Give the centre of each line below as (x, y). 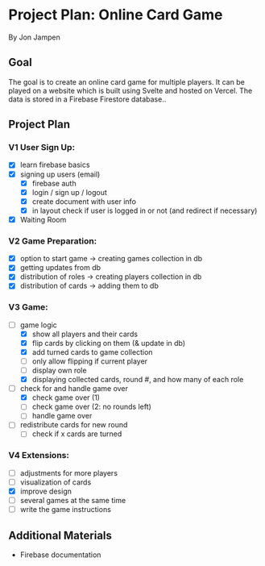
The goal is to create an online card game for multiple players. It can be (127, 81)
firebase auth (54, 183)
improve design (46, 491)
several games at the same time (73, 501)
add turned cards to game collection (92, 352)
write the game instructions (65, 510)
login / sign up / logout (69, 192)
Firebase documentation (60, 555)
